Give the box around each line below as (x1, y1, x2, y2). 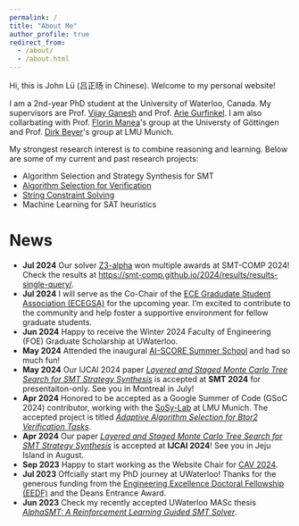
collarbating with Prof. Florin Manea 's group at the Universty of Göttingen (9, 117, 279, 128)
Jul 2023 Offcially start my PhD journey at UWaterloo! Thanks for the (21, 468, 277, 479)
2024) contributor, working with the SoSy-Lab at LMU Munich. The (21, 402, 269, 413)
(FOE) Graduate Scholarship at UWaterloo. (21, 336, 179, 346)
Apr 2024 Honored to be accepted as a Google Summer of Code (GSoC (21, 392, 288, 403)
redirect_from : (9, 38, 66, 47)
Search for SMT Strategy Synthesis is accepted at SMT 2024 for (21, 373, 262, 384)
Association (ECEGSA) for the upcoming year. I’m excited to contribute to (21, 297, 291, 308)
